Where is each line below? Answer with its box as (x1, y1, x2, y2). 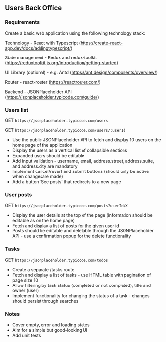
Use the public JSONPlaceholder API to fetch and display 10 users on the (12, 136, 161, 143)
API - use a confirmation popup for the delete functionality (12, 233, 131, 239)
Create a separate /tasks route (12, 266, 75, 272)
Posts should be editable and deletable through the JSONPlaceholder (12, 228, 154, 234)
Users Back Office (5, 4, 62, 12)
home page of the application (12, 142, 73, 148)
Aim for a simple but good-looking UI (12, 327, 88, 333)
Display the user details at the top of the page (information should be (12, 212, 153, 218)
